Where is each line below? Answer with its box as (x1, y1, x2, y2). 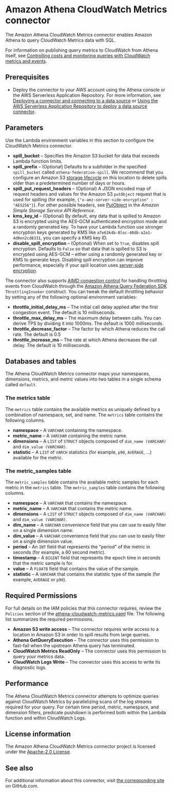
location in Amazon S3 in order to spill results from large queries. (12, 631, 150, 637)
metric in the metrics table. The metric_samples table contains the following (5, 484, 165, 490)
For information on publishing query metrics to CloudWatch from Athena (5, 47, 158, 53)
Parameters (5, 124, 44, 132)
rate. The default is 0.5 (12, 331, 61, 337)
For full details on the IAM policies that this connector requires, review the (5, 605, 162, 611)
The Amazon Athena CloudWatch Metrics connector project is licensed (5, 743, 156, 750)
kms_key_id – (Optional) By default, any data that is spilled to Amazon (12, 213, 161, 219)
